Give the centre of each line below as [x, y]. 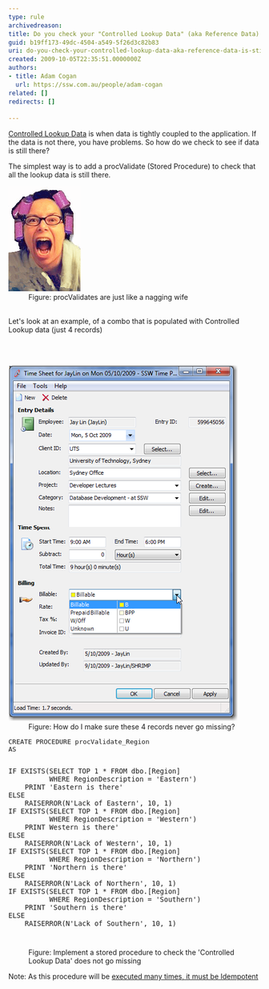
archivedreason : [35, 25]
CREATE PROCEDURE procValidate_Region [79, 742]
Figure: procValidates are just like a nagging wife [108, 298]
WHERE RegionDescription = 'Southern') [125, 900]
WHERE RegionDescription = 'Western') [123, 819]
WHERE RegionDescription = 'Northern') [125, 859]
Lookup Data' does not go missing [85, 961]
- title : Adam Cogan [43, 76]
